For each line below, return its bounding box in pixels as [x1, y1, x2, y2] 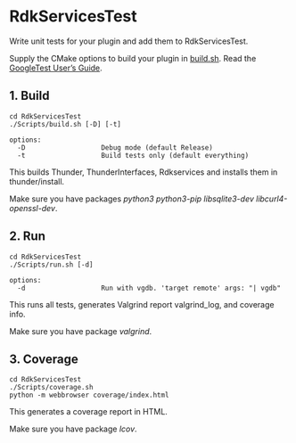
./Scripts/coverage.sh [9, 383, 94, 392]
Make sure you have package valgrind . [9, 325, 152, 336]
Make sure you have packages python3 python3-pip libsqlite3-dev [9, 193, 254, 204]
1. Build [9, 88, 50, 103]
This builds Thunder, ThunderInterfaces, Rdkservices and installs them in [9, 167, 278, 177]
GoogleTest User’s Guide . [9, 62, 103, 73]
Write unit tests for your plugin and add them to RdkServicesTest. [9, 36, 249, 46]
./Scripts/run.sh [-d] [9, 260, 94, 269]
